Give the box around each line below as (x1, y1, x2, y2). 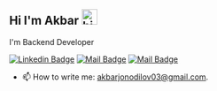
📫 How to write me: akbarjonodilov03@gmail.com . (21, 72, 209, 82)
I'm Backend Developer (9, 36, 95, 47)
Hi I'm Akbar (9, 13, 80, 28)
